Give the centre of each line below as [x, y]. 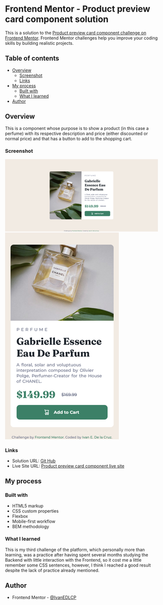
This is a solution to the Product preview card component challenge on [76, 33]
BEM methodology [31, 526]
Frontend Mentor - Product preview [78, 9]
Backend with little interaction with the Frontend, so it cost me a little [73, 560]
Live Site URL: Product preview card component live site [68, 466]
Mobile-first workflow [34, 521]
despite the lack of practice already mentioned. [52, 570]
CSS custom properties [35, 511]
